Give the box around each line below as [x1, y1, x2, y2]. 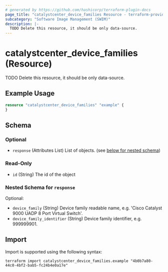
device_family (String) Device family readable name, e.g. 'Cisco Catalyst [12, 205, 162, 211]
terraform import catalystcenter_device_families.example [5, 258, 128, 263]
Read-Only [5, 160, 32, 167]
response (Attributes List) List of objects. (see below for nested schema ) [12, 147, 161, 153]
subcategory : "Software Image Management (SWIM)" [5, 17, 111, 22]
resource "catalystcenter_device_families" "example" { [5, 102, 124, 108]
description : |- [5, 21, 39, 27]
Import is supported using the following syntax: [5, 248, 102, 254]
